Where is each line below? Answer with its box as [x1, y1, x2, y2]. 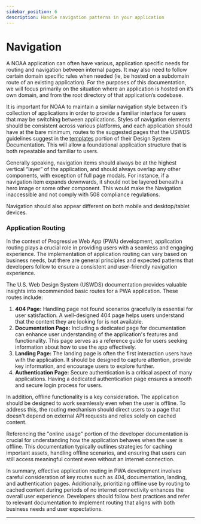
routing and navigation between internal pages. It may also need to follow [6, 66, 187, 74]
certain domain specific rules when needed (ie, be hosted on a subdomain [6, 72, 190, 80]
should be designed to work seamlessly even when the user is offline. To [6, 399, 186, 407]
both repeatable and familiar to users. [6, 148, 99, 155]
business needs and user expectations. [6, 505, 103, 512]
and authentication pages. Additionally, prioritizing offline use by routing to [6, 480, 190, 487]
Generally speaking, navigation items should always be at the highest [6, 159, 177, 166]
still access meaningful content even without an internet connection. [6, 455, 175, 462]
